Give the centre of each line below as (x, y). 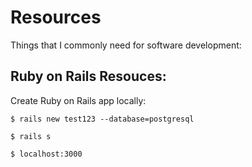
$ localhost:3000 (46, 154)
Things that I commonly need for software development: (126, 45)
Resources (56, 17)
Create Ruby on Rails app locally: (78, 100)
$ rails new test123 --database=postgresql (102, 119)
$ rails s (31, 136)
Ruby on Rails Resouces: (88, 76)
